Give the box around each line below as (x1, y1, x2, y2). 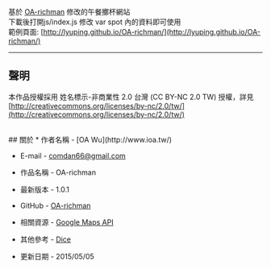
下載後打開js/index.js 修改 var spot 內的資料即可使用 (8, 17, 181, 27)
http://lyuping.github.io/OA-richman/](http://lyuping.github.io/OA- (43, 27, 261, 36)
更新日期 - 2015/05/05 (19, 251, 94, 261)
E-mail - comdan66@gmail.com (19, 151, 127, 160)
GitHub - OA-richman (19, 201, 91, 210)
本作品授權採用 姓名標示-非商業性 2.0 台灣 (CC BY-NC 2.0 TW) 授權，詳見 (8, 92, 254, 101)
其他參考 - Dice (19, 234, 71, 244)
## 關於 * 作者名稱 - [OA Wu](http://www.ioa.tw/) (8, 134, 172, 144)
